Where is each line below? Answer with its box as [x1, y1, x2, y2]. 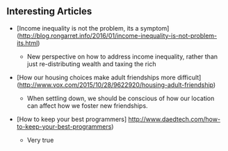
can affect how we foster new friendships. [26, 101, 148, 110]
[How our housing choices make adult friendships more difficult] [16, 73, 202, 81]
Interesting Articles [6, 6, 92, 17]
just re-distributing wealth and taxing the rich [26, 59, 156, 68]
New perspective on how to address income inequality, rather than [26, 52, 218, 61]
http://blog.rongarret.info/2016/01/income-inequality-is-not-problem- [19, 31, 218, 40]
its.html [16, 38, 38, 47]
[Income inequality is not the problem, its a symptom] [16, 24, 170, 32]
